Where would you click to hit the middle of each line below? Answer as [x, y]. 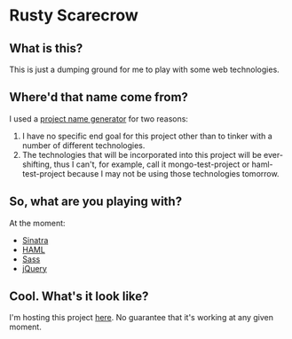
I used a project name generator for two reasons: [99, 118]
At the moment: [37, 223]
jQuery [34, 268]
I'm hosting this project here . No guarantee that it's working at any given [141, 318]
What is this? [46, 48]
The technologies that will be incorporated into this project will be [142, 154]
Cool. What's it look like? [79, 297]
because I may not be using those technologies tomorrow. [173, 173]
